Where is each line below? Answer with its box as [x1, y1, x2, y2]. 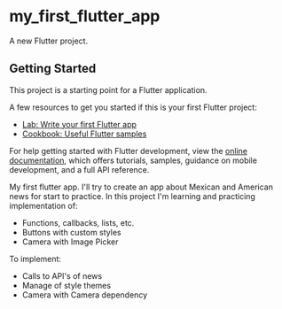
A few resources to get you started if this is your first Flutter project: [9, 102, 257, 112]
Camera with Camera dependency [21, 290, 148, 300]
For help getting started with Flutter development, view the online [9, 145, 248, 156]
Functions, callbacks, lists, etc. [21, 217, 135, 228]
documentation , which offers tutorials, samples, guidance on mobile [9, 155, 257, 166]
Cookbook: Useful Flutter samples [21, 128, 147, 139]
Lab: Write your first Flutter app [21, 119, 137, 129]
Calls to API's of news [21, 270, 103, 281]
